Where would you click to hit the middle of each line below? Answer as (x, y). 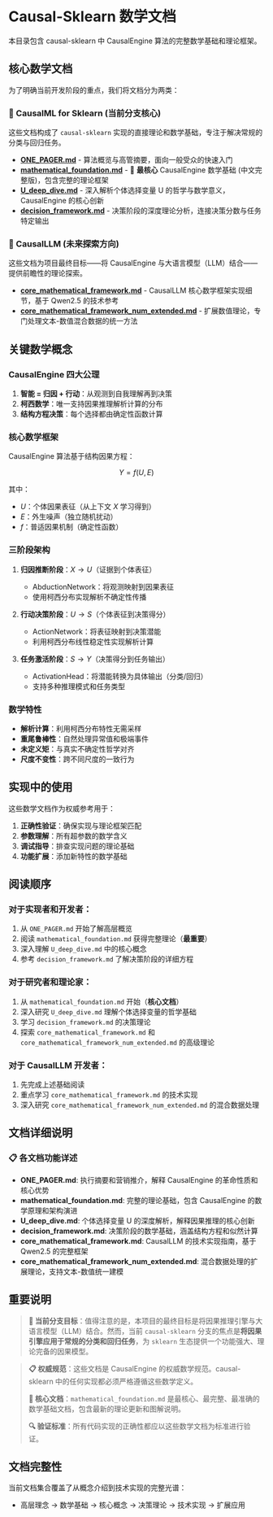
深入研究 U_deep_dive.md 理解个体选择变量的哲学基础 (108, 1011)
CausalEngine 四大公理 (54, 374)
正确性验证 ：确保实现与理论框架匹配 (81, 826)
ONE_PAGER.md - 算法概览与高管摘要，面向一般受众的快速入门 (126, 160)
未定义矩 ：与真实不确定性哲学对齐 (77, 748)
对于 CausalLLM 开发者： (58, 1065)
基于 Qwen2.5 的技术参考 (77, 301)
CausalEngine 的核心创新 (62, 201)
